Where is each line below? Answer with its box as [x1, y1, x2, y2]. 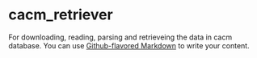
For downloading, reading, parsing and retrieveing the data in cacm [8, 32, 233, 42]
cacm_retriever [8, 6, 113, 24]
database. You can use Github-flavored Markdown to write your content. [8, 40, 250, 50]
